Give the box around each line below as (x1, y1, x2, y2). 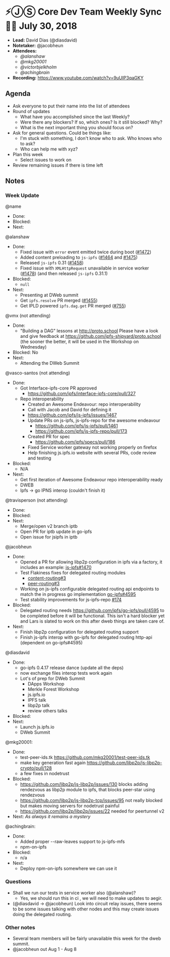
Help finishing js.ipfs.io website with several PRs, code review (27, 450, 157, 456)
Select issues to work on (20, 157, 72, 163)
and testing (27, 455, 52, 461)
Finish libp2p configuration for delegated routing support (20, 629, 139, 635)
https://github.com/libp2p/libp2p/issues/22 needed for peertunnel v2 (20, 808, 164, 814)
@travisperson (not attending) (5, 497, 68, 504)
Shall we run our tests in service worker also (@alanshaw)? (12, 890, 136, 896)
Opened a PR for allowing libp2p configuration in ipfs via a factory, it (20, 559, 163, 565)
